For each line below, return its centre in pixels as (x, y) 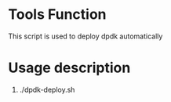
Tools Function (58, 15)
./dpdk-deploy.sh (47, 89)
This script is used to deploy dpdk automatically (85, 36)
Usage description (69, 68)
